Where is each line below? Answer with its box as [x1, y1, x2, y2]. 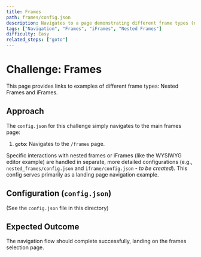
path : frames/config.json [6, 14, 71, 20]
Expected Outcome [6, 222, 80, 232]
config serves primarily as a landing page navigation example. [6, 171, 159, 178]
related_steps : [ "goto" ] [6, 37, 68, 43]
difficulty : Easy [6, 31, 50, 37]
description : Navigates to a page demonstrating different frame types [6, 20, 188, 26]
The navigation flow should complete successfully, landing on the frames [6, 238, 187, 245]
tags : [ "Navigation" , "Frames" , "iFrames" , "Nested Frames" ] [6, 25, 162, 32]
